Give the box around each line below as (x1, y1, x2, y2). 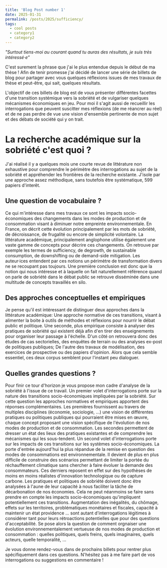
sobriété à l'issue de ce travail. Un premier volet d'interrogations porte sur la (5, 388, 162, 394)
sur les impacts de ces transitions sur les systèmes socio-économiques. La (5, 441, 160, 447)
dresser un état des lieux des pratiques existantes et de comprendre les (5, 430, 153, 436)
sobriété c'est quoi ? (5, 145, 91, 156)
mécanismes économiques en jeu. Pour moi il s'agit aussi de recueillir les (5, 100, 156, 106)
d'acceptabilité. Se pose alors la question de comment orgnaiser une (5, 521, 147, 527)
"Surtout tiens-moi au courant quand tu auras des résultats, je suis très (5, 49, 152, 55)
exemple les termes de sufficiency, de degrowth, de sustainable (5, 247, 137, 253)
